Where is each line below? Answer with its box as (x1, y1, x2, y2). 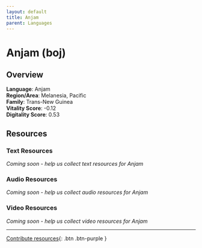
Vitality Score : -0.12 (6, 104, 56, 112)
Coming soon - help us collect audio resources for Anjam (6, 189, 148, 196)
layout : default (6, 8, 47, 15)
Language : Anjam (6, 85, 51, 93)
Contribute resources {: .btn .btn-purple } (6, 235, 107, 242)
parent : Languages (6, 20, 52, 26)
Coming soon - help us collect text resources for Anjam (6, 160, 144, 168)
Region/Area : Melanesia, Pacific (6, 92, 87, 99)
